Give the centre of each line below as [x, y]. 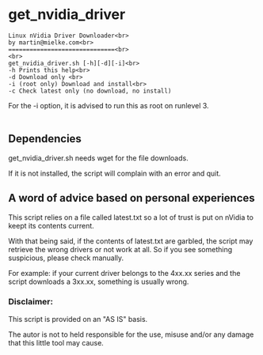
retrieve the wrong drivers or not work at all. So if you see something [120, 249]
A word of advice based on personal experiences [131, 198]
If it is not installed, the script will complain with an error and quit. [115, 173]
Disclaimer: [31, 302]
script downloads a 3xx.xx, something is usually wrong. [99, 281]
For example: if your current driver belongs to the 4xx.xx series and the [124, 273]
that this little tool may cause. [56, 342]
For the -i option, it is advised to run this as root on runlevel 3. [109, 105]
